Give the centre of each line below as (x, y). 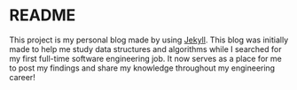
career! (22, 77)
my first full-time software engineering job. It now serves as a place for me (145, 58)
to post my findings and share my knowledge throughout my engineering (142, 68)
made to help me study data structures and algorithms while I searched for (145, 49)
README (43, 15)
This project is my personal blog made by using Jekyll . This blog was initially (149, 40)
